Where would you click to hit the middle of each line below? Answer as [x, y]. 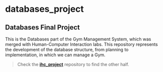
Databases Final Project [43, 27]
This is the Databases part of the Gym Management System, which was [78, 39]
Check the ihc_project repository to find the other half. [73, 64]
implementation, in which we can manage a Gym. [55, 55]
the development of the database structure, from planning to [67, 50]
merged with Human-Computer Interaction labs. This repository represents [81, 44]
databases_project [45, 9]
